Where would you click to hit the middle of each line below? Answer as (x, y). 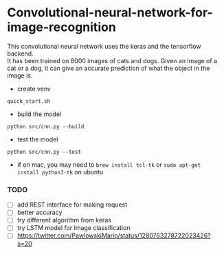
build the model (39, 114)
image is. (20, 75)
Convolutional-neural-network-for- (110, 13)
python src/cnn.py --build (46, 126)
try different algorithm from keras (64, 220)
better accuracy (40, 212)
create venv (34, 89)
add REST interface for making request (72, 205)
